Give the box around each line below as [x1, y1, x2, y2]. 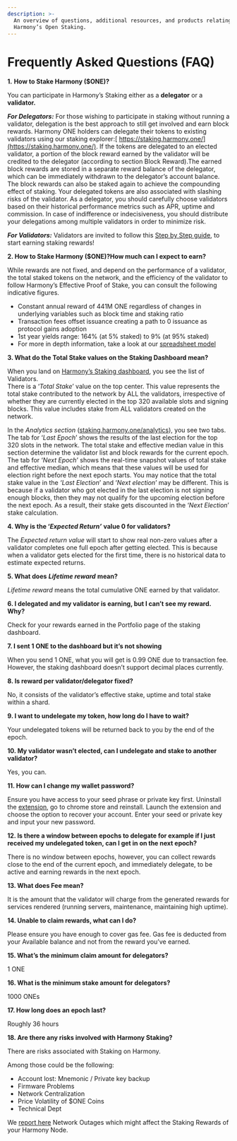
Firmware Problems [17, 1082, 75, 1091]
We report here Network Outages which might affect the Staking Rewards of [7, 1118, 229, 1127]
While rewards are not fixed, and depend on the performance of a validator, [7, 266, 227, 274]
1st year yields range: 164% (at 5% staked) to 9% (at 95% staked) [17, 332, 209, 341]
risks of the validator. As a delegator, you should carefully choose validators [7, 195, 228, 204]
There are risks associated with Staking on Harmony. [7, 1047, 161, 1055]
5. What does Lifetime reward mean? [7, 572, 119, 580]
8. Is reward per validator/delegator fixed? [7, 677, 134, 686]
